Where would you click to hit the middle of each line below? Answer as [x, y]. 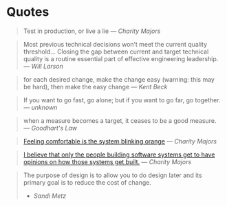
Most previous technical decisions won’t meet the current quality [115, 44]
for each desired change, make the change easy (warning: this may [119, 79]
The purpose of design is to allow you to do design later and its [112, 175]
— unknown [40, 107]
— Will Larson [43, 66]
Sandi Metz [50, 196]
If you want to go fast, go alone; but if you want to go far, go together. [122, 100]
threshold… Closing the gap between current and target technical [116, 51]
